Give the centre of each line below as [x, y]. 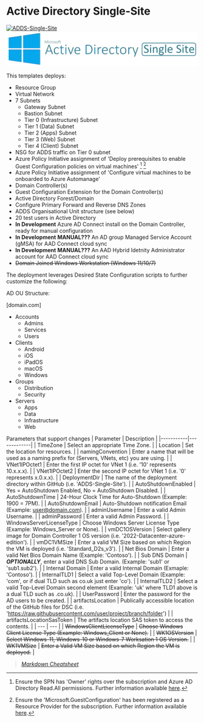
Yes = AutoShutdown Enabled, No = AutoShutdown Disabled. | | [86, 490]
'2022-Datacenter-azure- [154, 536]
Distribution [39, 388]
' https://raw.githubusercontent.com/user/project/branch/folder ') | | [90, 614]
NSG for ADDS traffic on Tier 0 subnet [63, 152]
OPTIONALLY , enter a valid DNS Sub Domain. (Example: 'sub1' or [88, 562]
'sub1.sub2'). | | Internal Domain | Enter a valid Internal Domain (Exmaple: [97, 568]
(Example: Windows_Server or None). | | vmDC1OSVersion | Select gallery [99, 529]
